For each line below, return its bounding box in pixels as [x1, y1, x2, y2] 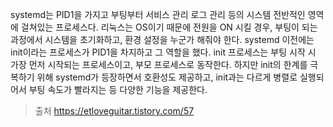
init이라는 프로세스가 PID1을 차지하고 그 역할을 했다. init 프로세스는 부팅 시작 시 [10, 46, 317, 58]
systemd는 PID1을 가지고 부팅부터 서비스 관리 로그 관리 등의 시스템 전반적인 [10, 9, 306, 20]
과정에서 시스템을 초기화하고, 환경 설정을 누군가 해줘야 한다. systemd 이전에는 [10, 34, 315, 45]
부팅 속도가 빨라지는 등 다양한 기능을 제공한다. [28, 84, 208, 95]
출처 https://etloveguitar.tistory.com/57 [34, 105, 195, 117]
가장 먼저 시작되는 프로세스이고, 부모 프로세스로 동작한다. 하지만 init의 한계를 [10, 59, 308, 70]
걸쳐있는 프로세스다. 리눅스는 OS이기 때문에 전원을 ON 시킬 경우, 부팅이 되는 [20, 21, 318, 33]
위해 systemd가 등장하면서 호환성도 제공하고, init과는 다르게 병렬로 [36, 71, 298, 83]
